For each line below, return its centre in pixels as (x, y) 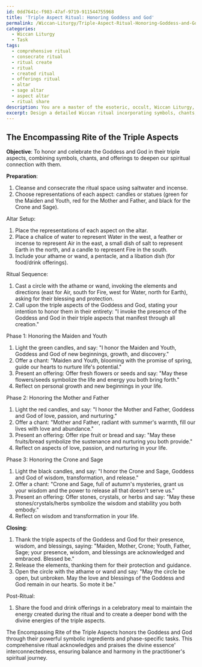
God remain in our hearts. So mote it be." (65, 584)
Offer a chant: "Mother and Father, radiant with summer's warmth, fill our (105, 422)
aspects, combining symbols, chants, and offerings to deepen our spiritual (98, 158)
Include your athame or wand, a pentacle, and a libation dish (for (95, 256)
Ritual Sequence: (27, 274)
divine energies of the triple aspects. (60, 621)
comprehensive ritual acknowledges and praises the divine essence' (91, 645)
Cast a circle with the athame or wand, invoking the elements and (96, 286)
